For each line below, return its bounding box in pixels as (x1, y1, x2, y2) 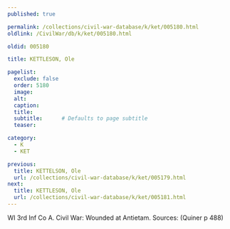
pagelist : (7, 68, 37, 76)
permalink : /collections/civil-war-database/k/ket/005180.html (7, 23, 199, 31)
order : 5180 (14, 82, 50, 89)
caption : (14, 101, 40, 109)
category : (7, 135, 37, 142)
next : (7, 180, 23, 188)
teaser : (14, 122, 37, 129)
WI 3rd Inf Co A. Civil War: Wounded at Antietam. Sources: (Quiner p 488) (7, 213, 224, 222)
